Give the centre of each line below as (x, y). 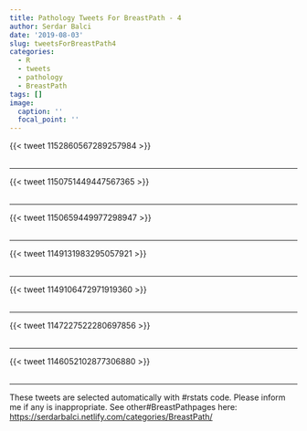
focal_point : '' (48, 120)
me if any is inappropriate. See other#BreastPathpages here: (123, 407)
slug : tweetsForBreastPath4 (63, 43)
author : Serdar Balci (51, 26)
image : (22, 103)
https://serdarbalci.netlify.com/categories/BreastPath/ (111, 417)
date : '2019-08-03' (47, 35)
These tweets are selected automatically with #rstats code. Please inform (148, 397)
